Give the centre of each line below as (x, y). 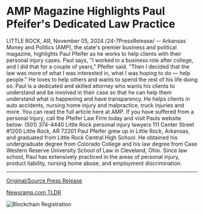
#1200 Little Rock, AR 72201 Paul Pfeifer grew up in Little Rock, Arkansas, (98, 131)
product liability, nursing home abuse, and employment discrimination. (94, 163)
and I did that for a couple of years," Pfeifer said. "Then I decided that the (98, 66)
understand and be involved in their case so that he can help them (89, 92)
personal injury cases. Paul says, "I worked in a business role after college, (100, 60)
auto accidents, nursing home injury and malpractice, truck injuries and (95, 105)
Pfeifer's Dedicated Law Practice (91, 24)
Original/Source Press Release (44, 181)
